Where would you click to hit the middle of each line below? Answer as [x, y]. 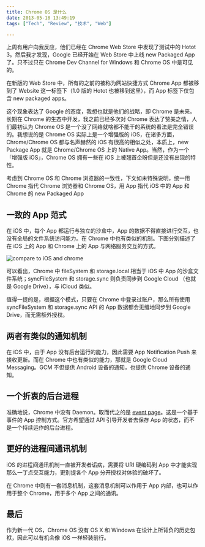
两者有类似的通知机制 [47, 336]
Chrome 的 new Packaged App [45, 193]
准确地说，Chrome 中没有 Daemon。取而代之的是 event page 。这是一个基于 [102, 412]
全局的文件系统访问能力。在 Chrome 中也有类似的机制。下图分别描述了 [106, 239]
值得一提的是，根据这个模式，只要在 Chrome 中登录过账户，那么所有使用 [99, 300]
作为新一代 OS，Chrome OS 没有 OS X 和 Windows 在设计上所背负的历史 [98, 530]
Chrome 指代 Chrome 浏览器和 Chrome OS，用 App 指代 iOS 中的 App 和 [98, 186]
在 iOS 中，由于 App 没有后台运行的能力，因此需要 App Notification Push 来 [102, 352]
